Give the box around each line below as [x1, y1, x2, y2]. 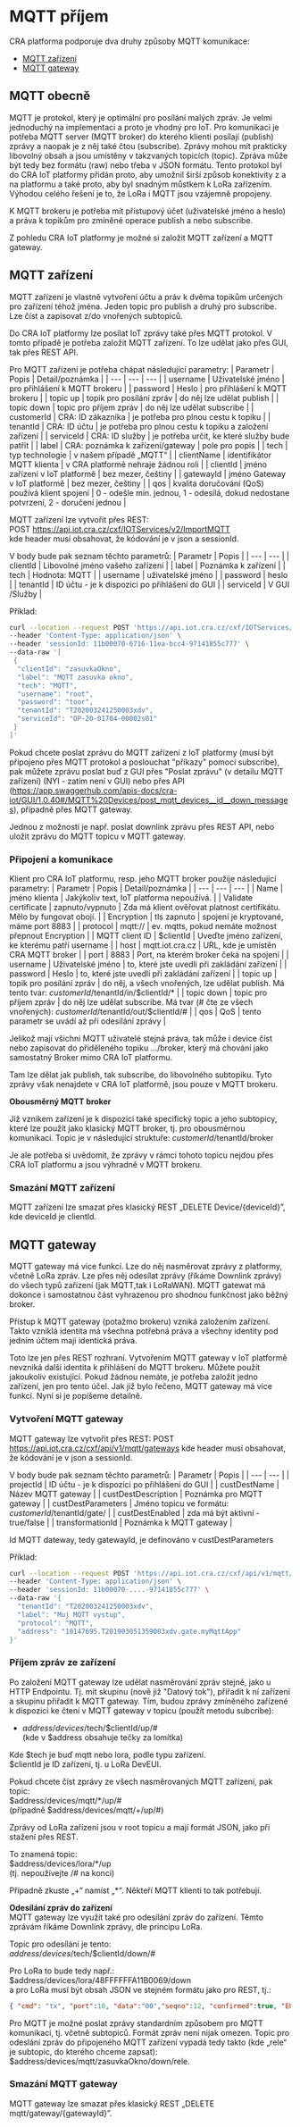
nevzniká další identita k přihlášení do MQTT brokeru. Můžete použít [9, 1362, 261, 1373]
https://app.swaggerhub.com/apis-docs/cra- [12, 784, 178, 796]
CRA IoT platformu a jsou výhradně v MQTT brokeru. [9, 1160, 203, 1170]
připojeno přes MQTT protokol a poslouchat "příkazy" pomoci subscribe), [9, 757, 279, 767]
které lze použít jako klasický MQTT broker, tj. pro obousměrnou [9, 1123, 246, 1134]
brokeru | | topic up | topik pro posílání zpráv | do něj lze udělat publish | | [9, 392, 279, 403]
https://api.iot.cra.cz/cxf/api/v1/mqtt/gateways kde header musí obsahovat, [9, 1443, 287, 1453]
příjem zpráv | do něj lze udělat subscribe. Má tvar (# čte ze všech [9, 997, 254, 1008]
